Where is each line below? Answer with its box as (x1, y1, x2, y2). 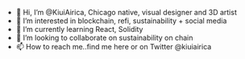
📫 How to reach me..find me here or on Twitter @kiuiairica (15, 42, 212, 51)
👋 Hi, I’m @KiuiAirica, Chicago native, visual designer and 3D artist (15, 8, 238, 17)
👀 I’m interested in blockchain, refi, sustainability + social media (15, 16, 227, 26)
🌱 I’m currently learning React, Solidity (15, 25, 143, 33)
